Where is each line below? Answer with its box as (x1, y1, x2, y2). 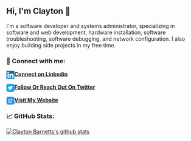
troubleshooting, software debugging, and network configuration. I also (6, 35, 186, 43)
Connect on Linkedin (14, 70, 68, 78)
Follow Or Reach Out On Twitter (14, 83, 95, 91)
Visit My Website (14, 97, 59, 104)
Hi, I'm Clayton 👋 (6, 6, 71, 16)
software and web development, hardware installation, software (6, 29, 166, 36)
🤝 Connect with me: (6, 57, 66, 65)
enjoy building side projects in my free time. (6, 41, 116, 49)
